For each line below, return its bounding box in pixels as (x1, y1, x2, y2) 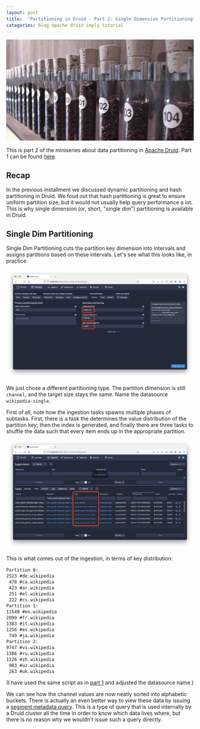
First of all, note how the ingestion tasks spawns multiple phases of (6, 409, 171, 416)
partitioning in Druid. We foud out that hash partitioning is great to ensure (6, 193, 186, 200)
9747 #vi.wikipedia (6, 644, 55, 650)
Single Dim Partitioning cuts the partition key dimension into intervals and (6, 245, 186, 252)
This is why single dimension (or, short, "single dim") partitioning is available (6, 205, 193, 212)
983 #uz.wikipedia (8, 662, 55, 668)
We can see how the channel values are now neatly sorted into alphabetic (6, 690, 187, 697)
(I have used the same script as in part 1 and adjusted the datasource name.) (6, 679, 194, 686)
